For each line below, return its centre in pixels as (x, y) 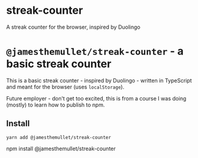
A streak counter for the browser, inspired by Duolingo (73, 27)
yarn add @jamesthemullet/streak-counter (59, 137)
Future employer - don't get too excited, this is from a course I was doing (96, 98)
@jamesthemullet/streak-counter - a (95, 51)
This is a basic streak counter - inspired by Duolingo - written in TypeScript (99, 80)
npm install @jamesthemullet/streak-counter (61, 148)
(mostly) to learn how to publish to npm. (55, 105)
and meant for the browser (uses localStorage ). (65, 87)
